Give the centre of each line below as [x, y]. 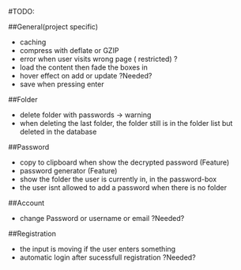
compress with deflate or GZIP [69, 50]
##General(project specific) [53, 27]
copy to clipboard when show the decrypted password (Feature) [124, 162]
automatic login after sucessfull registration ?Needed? [107, 257]
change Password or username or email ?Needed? [102, 218]
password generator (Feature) [68, 171]
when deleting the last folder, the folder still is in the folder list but [126, 123]
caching [33, 42]
